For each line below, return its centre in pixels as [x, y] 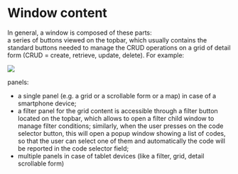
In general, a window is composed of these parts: [80, 33]
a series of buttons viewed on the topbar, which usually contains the [107, 40]
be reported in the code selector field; [73, 148]
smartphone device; [47, 103]
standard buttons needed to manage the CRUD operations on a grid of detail [119, 47]
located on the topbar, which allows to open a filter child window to [116, 118]
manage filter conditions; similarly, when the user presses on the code [120, 126]
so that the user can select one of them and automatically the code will [121, 141]
